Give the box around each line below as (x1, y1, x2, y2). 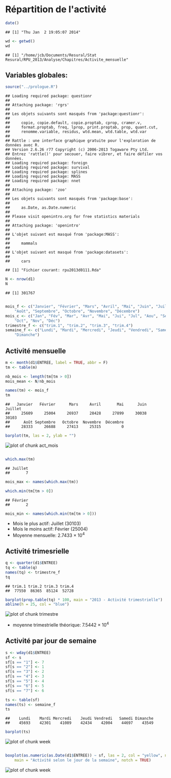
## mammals (5, 241, 38, 246)
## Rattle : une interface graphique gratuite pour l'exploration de (5, 138, 156, 143)
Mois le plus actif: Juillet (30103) (12, 520, 81, 526)
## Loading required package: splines (5, 169, 88, 174)
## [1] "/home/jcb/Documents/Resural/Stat (5, 53, 97, 58)
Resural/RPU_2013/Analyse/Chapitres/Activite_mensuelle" (5, 57, 129, 62)
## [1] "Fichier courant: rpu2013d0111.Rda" (5, 268, 101, 273)
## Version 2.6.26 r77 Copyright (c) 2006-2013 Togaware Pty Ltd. (5, 147, 149, 153)
